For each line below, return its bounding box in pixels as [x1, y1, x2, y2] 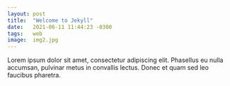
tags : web [7, 30, 42, 37]
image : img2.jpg [7, 37, 59, 44]
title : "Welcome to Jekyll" [7, 17, 93, 24]
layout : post [7, 10, 46, 18]
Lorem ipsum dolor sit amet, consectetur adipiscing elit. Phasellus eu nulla [7, 56, 224, 64]
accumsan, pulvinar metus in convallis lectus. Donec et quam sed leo [7, 63, 209, 72]
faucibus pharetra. [7, 71, 62, 80]
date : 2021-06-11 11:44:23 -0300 [7, 23, 113, 30]
